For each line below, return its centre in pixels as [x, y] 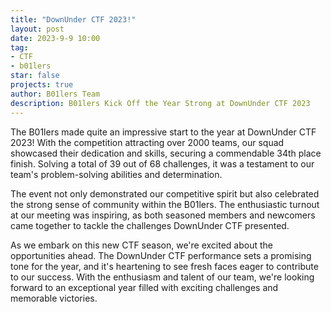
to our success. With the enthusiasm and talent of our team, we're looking [162, 277]
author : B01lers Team [55, 94]
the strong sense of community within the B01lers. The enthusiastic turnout [165, 204]
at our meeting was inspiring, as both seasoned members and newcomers [163, 215]
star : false [35, 76]
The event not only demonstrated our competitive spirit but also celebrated [165, 193]
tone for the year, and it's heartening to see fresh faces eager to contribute [164, 266]
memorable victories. [54, 298]
